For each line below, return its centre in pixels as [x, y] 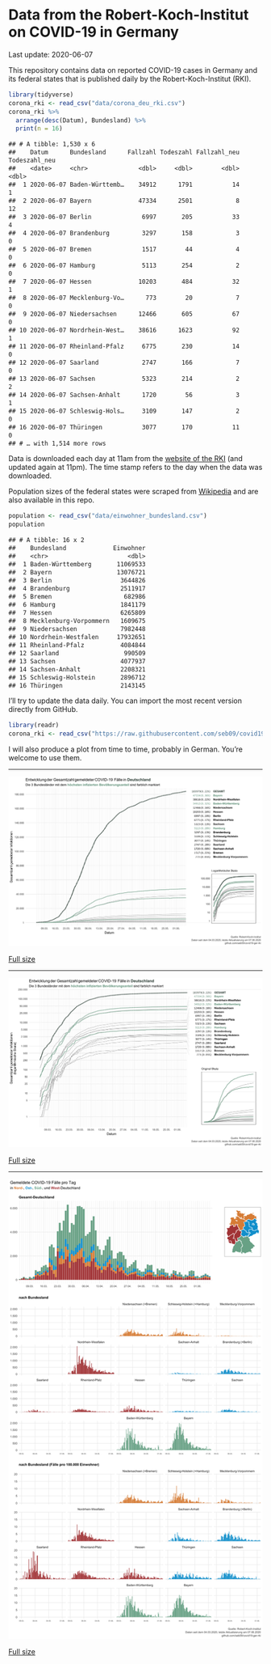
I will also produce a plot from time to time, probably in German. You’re [126, 749]
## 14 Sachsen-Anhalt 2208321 [77, 670]
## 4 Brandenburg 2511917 [77, 589]
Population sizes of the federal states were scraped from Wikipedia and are [133, 492]
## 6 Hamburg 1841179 [77, 605]
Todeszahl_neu [32, 161]
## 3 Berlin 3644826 [77, 581]
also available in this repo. [52, 500]
